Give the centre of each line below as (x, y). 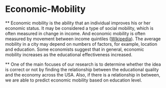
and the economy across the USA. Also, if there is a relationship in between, (83, 75)
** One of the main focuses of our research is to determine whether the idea (83, 64)
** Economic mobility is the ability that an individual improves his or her (78, 23)
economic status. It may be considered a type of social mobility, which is (79, 28)
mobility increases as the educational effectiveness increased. (69, 54)
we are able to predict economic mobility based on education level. (74, 80)
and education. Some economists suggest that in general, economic (75, 49)
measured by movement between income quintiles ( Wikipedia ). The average (83, 39)
